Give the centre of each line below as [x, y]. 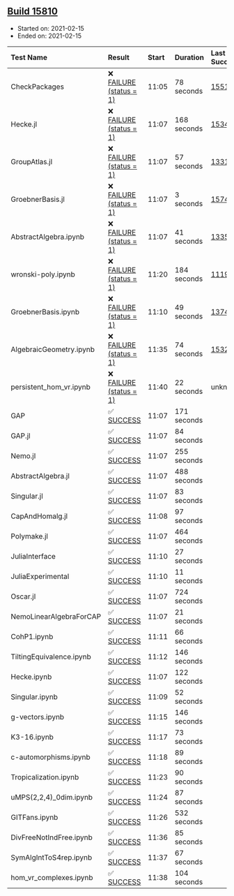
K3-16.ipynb [32, 737]
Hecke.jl [24, 124]
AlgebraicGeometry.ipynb [53, 349]
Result [119, 57]
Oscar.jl [23, 596]
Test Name [29, 57]
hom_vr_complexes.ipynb [52, 877]
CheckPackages [38, 87]
